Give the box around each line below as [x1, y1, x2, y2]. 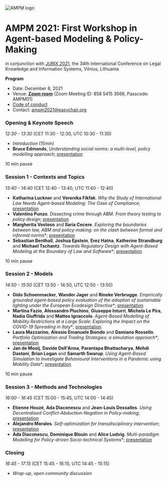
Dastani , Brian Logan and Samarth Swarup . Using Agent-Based [12, 350, 146, 356]
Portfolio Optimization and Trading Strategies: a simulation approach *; [12, 334, 159, 340]
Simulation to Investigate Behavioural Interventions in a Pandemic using [12, 356, 161, 362]
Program [5, 75, 24, 82]
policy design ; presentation [12, 216, 69, 222]
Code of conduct [12, 101, 48, 107]
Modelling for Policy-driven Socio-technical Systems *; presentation [12, 437, 152, 443]
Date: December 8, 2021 [12, 85, 63, 91]
